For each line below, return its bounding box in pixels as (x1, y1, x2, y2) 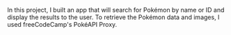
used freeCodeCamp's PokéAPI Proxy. (7, 21, 118, 28)
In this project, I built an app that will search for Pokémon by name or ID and (7, 6, 225, 14)
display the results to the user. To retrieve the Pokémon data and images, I (7, 13, 220, 21)
